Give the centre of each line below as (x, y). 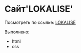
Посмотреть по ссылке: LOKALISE (40, 22)
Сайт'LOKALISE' (39, 9)
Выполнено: (17, 32)
